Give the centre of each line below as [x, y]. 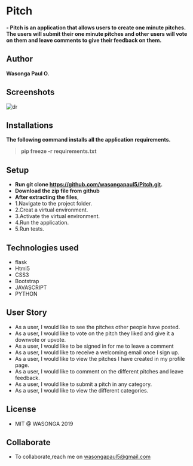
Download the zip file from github [57, 191]
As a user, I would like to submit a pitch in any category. [83, 384]
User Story [27, 313]
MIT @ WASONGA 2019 [44, 424]
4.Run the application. [42, 223]
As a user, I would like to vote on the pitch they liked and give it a [94, 333]
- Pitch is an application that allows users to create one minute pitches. [96, 27]
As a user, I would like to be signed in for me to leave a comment [94, 346]
